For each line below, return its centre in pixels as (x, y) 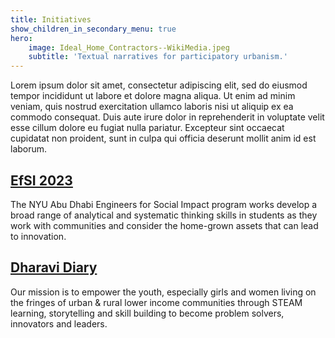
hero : (21, 38)
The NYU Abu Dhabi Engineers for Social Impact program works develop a (164, 204)
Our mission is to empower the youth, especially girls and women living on (163, 292)
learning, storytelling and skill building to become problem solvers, (147, 313)
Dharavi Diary (54, 267)
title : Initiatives (51, 19)
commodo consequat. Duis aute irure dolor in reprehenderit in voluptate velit (167, 117)
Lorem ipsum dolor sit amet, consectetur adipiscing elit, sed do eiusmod (159, 85)
